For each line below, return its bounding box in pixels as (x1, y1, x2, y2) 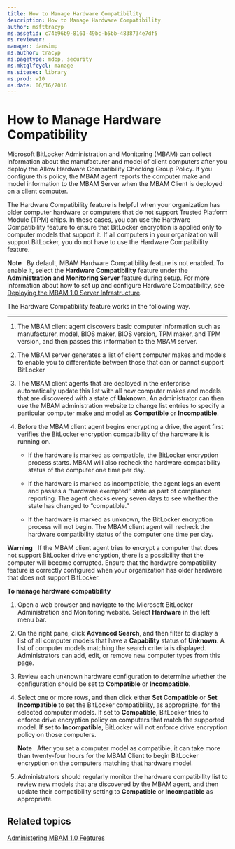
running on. (17, 437, 51, 446)
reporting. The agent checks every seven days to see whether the (27, 494, 218, 503)
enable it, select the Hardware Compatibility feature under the (7, 267, 188, 275)
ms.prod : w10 (7, 75, 45, 83)
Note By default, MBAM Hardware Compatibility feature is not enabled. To (7, 259, 224, 267)
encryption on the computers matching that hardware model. (17, 759, 194, 767)
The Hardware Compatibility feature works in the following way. (7, 302, 191, 311)
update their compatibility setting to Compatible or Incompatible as (17, 787, 213, 796)
